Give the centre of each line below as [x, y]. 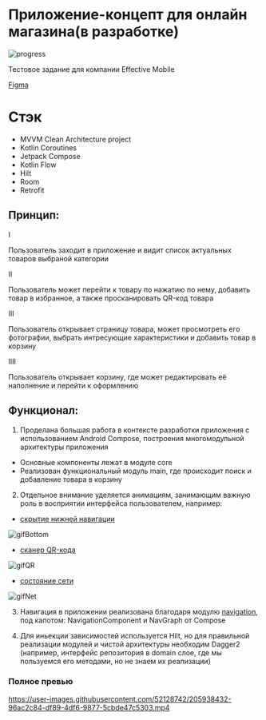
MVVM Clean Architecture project [75, 139]
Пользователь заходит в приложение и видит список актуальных [120, 250]
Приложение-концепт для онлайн [128, 15]
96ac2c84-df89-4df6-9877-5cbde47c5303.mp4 [89, 707]
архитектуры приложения [64, 447]
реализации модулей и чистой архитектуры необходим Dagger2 [130, 644]
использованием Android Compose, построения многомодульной [132, 438]
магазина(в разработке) [94, 32]
